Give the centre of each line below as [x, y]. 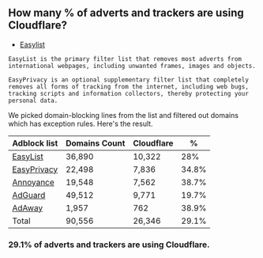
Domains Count [96, 143]
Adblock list [35, 143]
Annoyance [34, 182]
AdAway [28, 207]
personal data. [33, 101]
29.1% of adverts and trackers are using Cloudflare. [109, 245]
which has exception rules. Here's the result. [81, 123]
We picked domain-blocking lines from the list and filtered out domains [124, 115]
